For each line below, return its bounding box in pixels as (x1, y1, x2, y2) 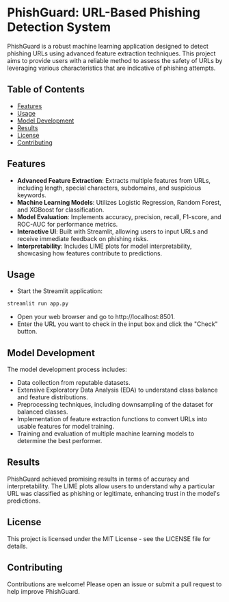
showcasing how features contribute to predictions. (16, 249, 163, 258)
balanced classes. (16, 407, 68, 416)
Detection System (7, 19, 111, 35)
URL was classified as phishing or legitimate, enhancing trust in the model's (7, 489, 220, 497)
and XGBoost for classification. (16, 205, 105, 214)
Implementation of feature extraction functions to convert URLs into (16, 415, 208, 423)
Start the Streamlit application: (16, 287, 103, 295)
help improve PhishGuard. (7, 587, 80, 595)
